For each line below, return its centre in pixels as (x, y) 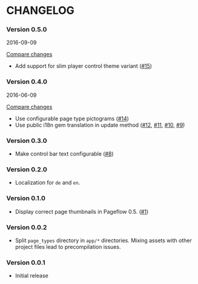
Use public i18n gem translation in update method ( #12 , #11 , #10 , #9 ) (100, 125)
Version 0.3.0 (27, 140)
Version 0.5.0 (27, 30)
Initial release (31, 276)
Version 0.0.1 (26, 262)
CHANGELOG (40, 11)
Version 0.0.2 (27, 227)
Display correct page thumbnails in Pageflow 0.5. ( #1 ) (82, 211)
